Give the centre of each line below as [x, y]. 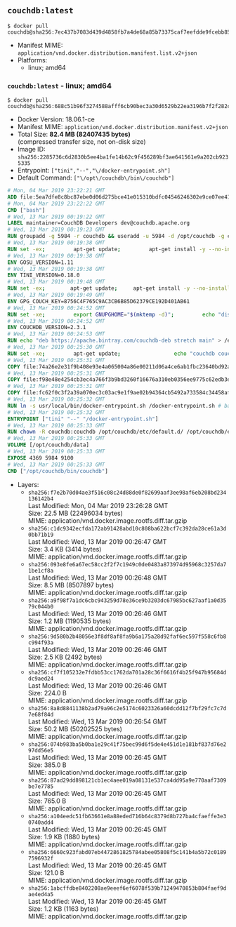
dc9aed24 [41, 679]
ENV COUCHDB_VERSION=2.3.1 [47, 328]
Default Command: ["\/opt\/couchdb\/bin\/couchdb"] [96, 178]
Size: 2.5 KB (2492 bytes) [65, 657]
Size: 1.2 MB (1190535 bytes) [70, 621]
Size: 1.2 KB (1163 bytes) [63, 909]
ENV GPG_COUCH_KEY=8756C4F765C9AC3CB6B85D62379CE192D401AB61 [99, 301]
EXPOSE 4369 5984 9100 [40, 458]
